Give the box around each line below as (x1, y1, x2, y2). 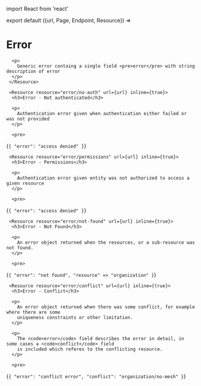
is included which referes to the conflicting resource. (17, 346, 163, 352)
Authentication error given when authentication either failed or (17, 110, 187, 116)
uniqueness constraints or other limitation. (17, 314, 134, 320)
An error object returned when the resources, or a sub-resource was (17, 239, 196, 245)
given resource (6, 180, 45, 186)
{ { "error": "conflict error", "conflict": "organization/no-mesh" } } (6, 372, 187, 379)
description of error (6, 68, 61, 74)
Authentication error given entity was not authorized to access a (17, 175, 190, 181)
